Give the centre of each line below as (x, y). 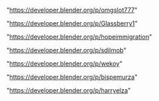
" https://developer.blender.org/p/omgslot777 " (72, 10)
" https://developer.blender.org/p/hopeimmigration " (79, 37)
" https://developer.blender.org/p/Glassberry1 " (72, 23)
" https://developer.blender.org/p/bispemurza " (72, 77)
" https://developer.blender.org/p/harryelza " (69, 90)
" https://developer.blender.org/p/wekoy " (65, 64)
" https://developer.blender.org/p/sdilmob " (66, 50)
